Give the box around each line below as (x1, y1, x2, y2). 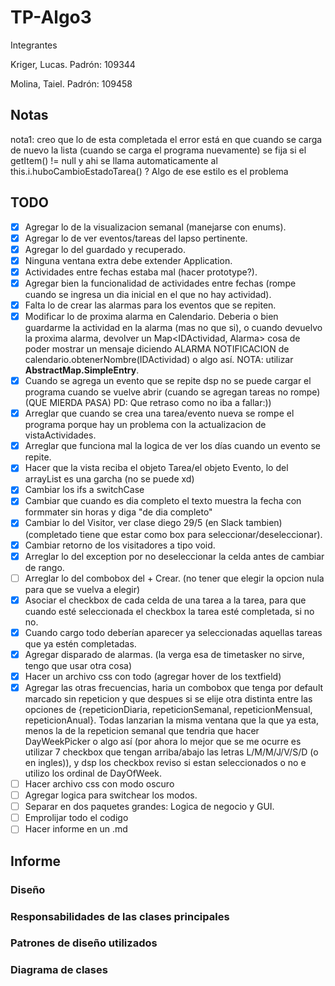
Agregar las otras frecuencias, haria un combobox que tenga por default (24, 681, 324, 693)
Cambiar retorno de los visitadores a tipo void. (24, 539, 216, 551)
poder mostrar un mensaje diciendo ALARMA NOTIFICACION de (24, 343, 290, 355)
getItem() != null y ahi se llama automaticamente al (10, 154, 218, 166)
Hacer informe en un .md (24, 823, 128, 835)
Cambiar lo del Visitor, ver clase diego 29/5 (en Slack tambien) (24, 517, 283, 529)
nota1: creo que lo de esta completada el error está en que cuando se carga (10, 133, 323, 145)
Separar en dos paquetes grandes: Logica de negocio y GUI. (24, 801, 275, 813)
